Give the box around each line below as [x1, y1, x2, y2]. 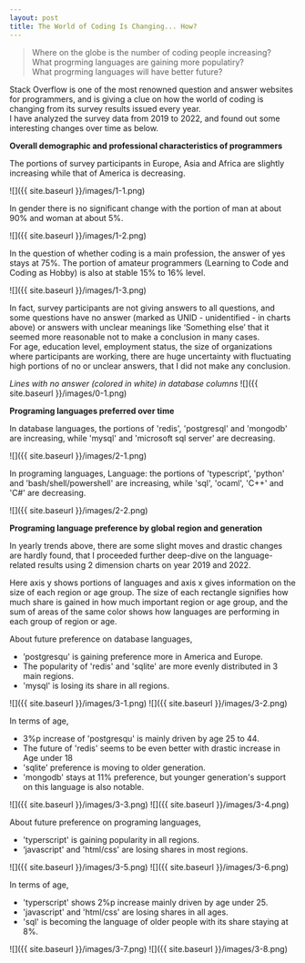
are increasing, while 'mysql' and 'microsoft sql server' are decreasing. [9, 432, 276, 443]
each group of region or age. [9, 615, 117, 626]
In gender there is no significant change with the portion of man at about [9, 202, 282, 214]
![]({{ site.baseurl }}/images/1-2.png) [9, 229, 147, 241]
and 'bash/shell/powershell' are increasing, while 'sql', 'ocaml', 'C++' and [9, 477, 284, 488]
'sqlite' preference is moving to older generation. [22, 762, 207, 773]
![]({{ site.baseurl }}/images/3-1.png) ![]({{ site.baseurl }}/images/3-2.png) [9, 697, 289, 708]
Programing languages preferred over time [9, 405, 175, 416]
